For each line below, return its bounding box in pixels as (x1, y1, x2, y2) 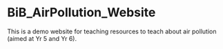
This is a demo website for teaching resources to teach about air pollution (7, 27, 217, 35)
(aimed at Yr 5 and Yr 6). (7, 34, 77, 42)
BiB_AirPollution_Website (7, 5, 156, 20)
